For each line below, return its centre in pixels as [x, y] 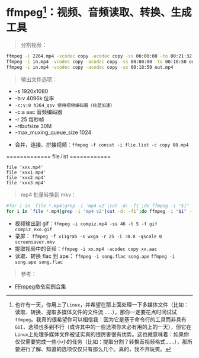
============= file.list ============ [59, 156]
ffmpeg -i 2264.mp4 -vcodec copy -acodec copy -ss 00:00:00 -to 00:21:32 [99, 56]
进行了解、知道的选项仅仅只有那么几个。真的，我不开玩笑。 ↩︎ [96, 349]
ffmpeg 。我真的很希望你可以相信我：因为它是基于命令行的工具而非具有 [100, 319]
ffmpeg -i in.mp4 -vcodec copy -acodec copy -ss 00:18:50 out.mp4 [90, 68]
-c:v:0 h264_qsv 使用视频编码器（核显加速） [65, 105]
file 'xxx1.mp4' [26, 172]
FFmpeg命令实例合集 [40, 286]
